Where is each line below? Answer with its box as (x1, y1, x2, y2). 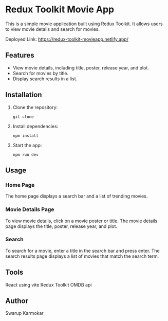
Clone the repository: (12, 104, 58, 110)
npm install (12, 133, 39, 138)
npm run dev (12, 152, 39, 157)
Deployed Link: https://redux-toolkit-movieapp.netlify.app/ (5, 36, 128, 42)
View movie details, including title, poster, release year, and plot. (12, 64, 149, 70)
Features (5, 51, 34, 60)
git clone (12, 114, 34, 119)
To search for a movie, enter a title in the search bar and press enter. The (5, 247, 160, 254)
